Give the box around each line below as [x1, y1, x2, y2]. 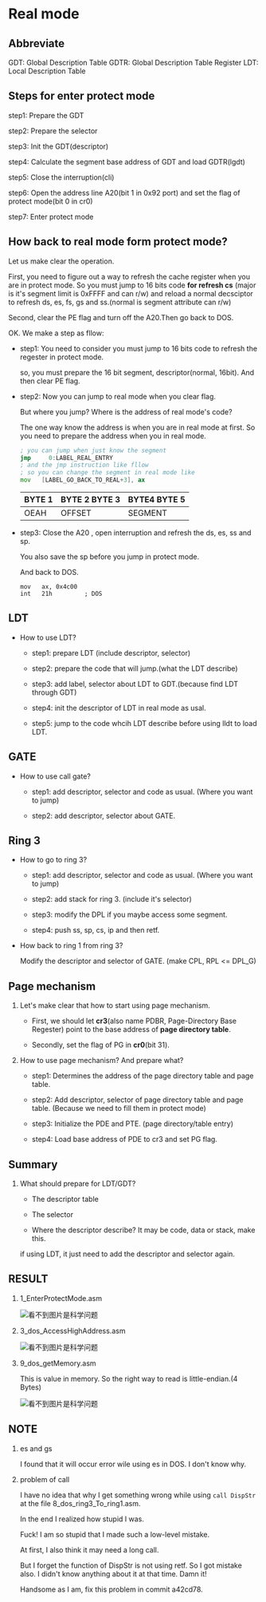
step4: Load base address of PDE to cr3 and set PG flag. [31, 1135, 217, 1144]
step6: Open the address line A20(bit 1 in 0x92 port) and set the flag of [8, 188, 241, 197]
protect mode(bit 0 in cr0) [8, 196, 93, 206]
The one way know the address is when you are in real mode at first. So [19, 422, 256, 432]
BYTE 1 [23, 494, 53, 505]
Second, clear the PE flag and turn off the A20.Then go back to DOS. [8, 312, 234, 322]
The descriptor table [31, 1195, 100, 1204]
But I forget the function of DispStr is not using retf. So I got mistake [19, 1560, 243, 1570]
